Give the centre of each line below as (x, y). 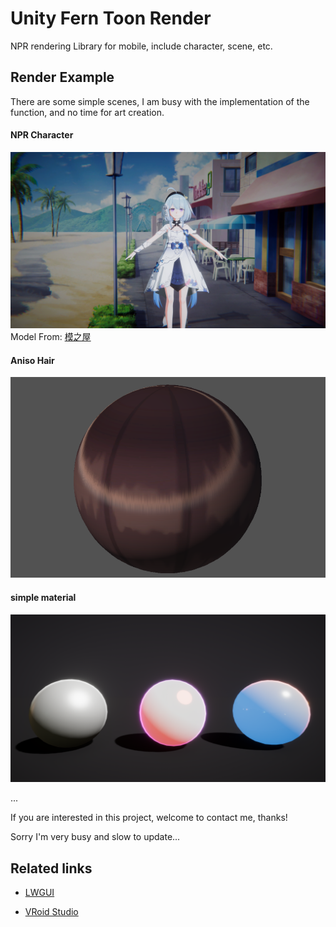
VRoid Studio (51, 912)
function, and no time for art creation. (87, 112)
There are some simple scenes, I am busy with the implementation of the (160, 101)
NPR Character (42, 135)
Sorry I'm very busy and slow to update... (95, 837)
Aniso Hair (32, 360)
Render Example (62, 77)
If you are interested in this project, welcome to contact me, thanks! (149, 818)
